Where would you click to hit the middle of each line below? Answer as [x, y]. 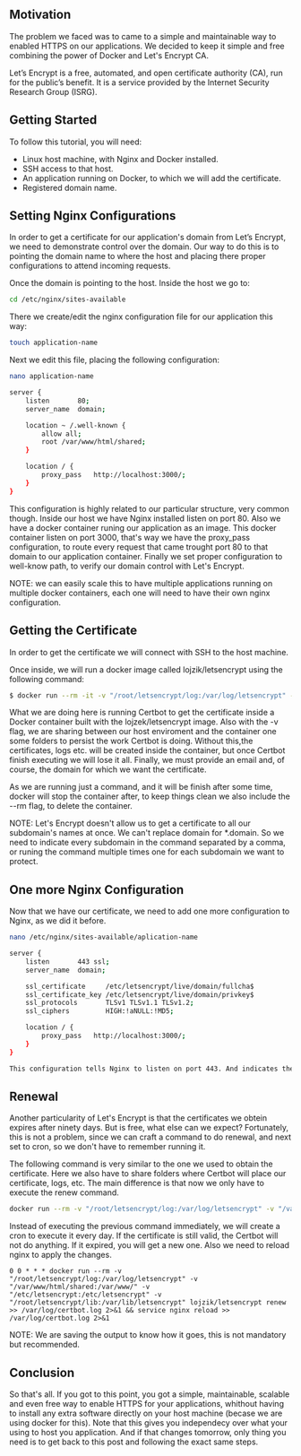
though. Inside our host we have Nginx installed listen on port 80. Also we [145, 518]
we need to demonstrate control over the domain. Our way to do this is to [144, 247]
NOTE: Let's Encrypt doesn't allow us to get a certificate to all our [130, 823]
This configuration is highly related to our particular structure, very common [149, 508]
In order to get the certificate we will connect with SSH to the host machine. [149, 652]
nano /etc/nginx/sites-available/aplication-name [104, 937]
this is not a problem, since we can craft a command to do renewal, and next [150, 1137]
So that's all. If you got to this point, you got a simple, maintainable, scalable [150, 1394]
